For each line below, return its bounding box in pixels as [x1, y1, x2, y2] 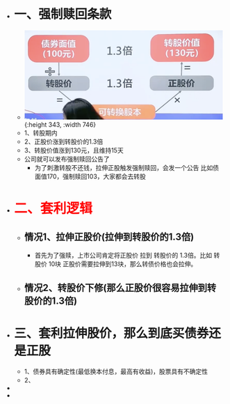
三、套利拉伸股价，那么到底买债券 [13, 325, 209, 341]
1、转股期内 [24, 128, 58, 137]
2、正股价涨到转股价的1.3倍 [24, 137, 104, 146]
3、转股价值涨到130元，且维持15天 [24, 146, 124, 154]
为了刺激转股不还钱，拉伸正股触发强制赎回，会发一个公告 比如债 [34, 163, 220, 171]
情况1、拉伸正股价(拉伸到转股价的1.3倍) [24, 231, 195, 243]
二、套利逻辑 [13, 200, 92, 217]
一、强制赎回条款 [13, 6, 112, 22]
